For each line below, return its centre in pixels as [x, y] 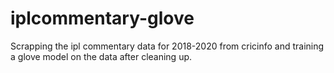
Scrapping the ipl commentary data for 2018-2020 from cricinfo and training [167, 46]
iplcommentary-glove [102, 18]
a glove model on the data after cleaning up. [101, 56]
